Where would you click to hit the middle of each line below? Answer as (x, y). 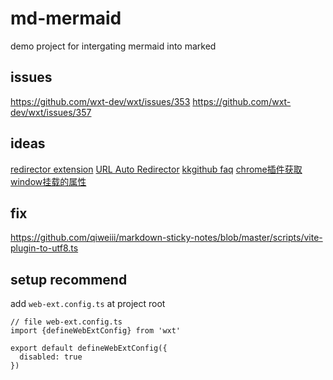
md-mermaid (66, 18)
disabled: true (51, 357)
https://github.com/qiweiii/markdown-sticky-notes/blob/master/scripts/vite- (166, 238)
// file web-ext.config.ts (66, 322)
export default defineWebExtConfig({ (89, 348)
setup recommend (69, 279)
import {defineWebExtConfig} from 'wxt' (96, 331)
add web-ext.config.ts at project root (88, 304)
